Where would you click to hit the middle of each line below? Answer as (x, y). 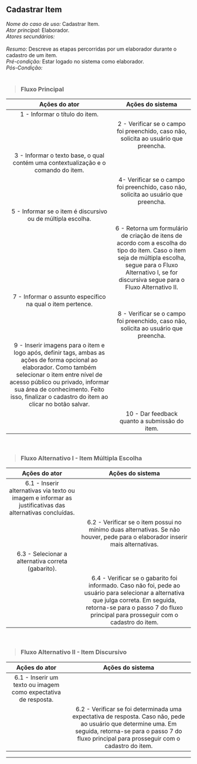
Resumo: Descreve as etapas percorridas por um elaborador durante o (91, 49)
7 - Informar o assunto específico (59, 297)
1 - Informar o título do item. (59, 114)
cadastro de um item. (32, 55)
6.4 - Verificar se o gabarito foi (135, 578)
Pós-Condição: (24, 68)
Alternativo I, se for (152, 273)
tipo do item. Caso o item (152, 251)
